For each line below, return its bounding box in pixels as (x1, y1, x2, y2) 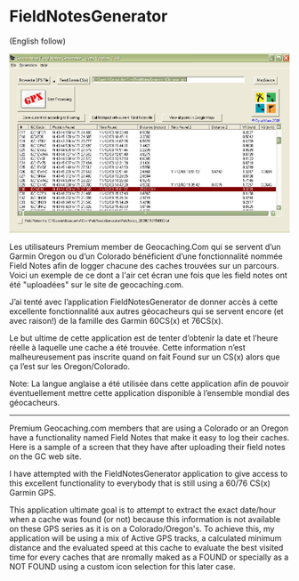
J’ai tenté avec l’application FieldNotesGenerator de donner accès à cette (9, 296, 279, 307)
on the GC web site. (9, 451, 82, 462)
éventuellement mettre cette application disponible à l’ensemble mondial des (9, 387, 290, 398)
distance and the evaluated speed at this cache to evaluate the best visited (9, 542, 284, 553)
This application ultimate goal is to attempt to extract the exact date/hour (9, 504, 277, 515)
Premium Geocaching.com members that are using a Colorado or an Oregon (9, 423, 289, 433)
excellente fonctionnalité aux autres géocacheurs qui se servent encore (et (9, 305, 284, 317)
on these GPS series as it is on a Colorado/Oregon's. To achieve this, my (9, 523, 275, 534)
